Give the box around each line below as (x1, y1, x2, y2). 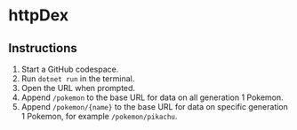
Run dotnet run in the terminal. (20, 73, 135, 84)
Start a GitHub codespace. (20, 64, 119, 74)
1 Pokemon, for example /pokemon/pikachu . (20, 111, 178, 121)
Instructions (8, 41, 77, 56)
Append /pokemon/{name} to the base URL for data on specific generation (20, 102, 288, 111)
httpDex (8, 5, 68, 26)
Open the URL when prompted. (20, 83, 135, 93)
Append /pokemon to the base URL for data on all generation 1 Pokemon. (20, 92, 284, 103)
